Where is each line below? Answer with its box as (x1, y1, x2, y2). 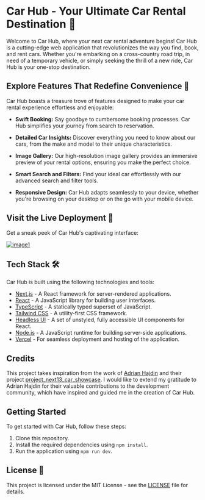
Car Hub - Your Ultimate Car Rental (6, 4, 186, 18)
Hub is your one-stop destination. (6, 63, 91, 71)
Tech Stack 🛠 (6, 259, 60, 270)
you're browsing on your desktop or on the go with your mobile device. (15, 195, 194, 202)
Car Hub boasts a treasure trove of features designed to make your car (6, 97, 185, 104)
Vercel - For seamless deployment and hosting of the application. (15, 335, 180, 343)
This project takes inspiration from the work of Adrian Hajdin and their (6, 370, 182, 377)
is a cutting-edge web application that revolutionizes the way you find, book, (6, 44, 199, 51)
